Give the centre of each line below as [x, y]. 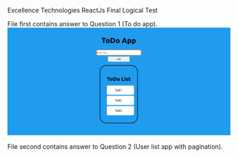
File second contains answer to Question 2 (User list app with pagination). [115, 147]
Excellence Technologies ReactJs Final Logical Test [83, 10]
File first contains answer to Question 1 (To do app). [83, 24]
